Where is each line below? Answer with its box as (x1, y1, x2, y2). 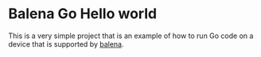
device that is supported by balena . (8, 39, 125, 48)
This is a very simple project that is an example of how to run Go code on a (8, 31, 254, 40)
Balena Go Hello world (8, 5, 158, 23)
